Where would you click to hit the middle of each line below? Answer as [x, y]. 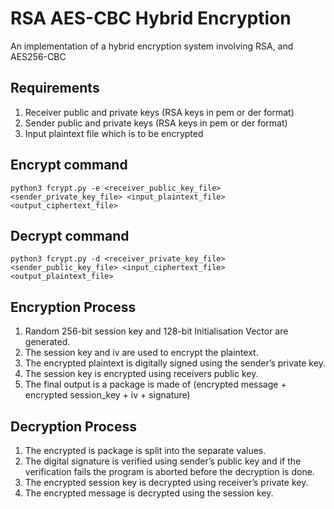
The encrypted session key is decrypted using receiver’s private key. [166, 482]
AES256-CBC [38, 56]
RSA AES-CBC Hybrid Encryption [151, 18]
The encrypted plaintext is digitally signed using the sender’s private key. [175, 363]
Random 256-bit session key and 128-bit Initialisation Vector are [156, 331]
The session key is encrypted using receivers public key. [141, 374]
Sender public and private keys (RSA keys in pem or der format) [156, 123]
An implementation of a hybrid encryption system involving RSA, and [152, 46]
